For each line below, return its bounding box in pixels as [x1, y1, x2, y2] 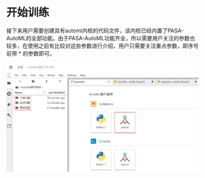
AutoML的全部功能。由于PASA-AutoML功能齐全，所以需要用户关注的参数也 [6, 34, 195, 41]
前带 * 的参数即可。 [6, 49, 55, 57]
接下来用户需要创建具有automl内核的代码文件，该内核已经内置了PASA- [6, 27, 184, 34]
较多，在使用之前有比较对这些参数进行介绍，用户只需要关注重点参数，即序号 [6, 42, 199, 49]
